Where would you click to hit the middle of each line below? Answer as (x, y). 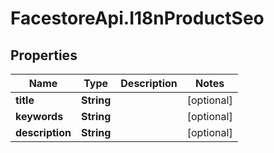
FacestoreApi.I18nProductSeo (137, 18)
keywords (39, 116)
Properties (44, 55)
